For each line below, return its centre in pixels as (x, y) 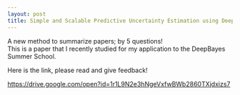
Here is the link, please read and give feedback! (77, 70)
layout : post (27, 14)
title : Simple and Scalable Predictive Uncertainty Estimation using (113, 21)
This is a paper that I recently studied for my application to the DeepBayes (116, 49)
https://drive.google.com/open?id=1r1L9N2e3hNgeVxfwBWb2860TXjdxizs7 (119, 84)
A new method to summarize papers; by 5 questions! (85, 41)
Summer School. (32, 56)
